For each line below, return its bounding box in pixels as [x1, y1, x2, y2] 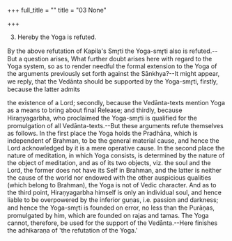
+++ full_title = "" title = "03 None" [7, 6, 107, 14]
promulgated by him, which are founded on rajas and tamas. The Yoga [7, 212, 209, 219]
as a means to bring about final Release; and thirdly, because [7, 106, 183, 114]
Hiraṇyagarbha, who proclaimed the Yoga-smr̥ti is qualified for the [7, 114, 197, 122]
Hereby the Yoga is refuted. [17, 33, 97, 41]
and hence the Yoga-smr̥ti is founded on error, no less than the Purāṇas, [7, 203, 215, 212]
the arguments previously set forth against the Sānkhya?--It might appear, [7, 70, 220, 77]
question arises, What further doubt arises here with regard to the [23, 55, 212, 63]
